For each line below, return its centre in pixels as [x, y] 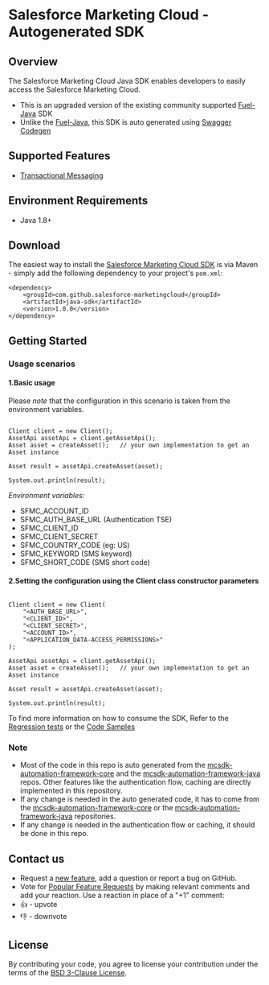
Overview [33, 62]
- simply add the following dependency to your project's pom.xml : [116, 273]
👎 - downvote [43, 917]
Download [34, 246]
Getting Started [48, 341]
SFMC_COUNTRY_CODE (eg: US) [75, 545]
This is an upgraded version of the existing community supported [128, 105]
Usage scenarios [42, 364]
